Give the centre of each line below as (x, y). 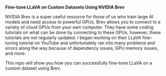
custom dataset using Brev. (33, 68)
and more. (16, 53)
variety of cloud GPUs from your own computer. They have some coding (80, 27)
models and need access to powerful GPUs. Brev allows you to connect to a (83, 22)
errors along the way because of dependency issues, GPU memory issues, (82, 48)
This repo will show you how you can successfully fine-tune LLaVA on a (79, 63)
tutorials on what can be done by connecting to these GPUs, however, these (83, 32)
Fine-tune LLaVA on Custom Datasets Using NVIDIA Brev (65, 7)
